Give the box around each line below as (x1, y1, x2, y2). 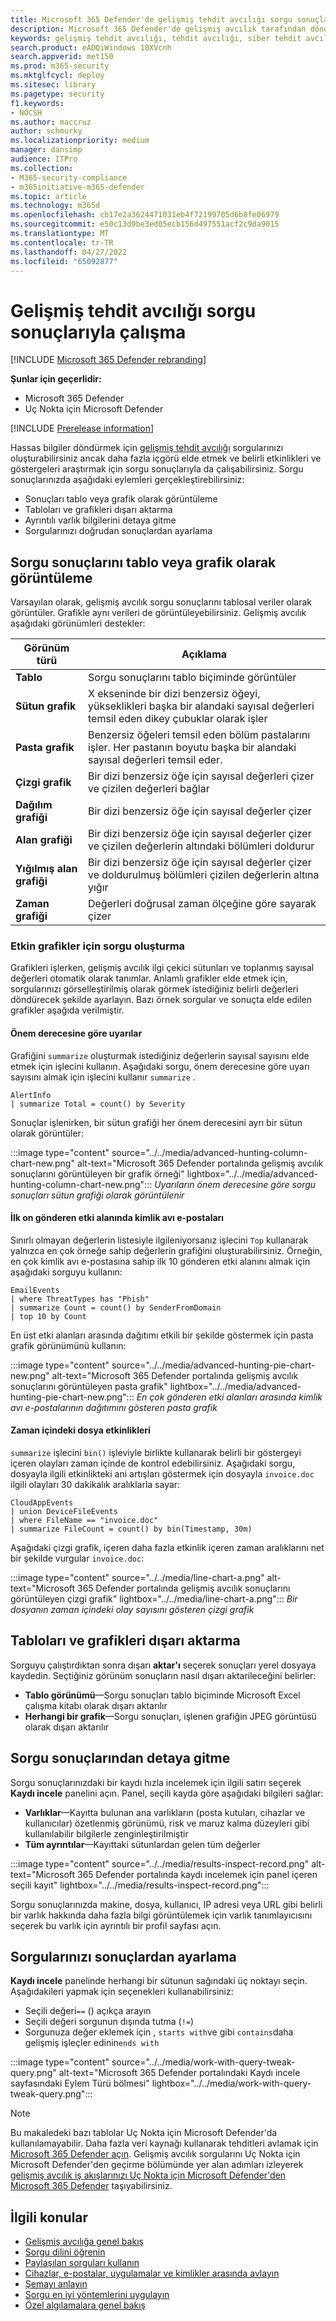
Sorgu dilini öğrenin (24, 2246, 106, 2258)
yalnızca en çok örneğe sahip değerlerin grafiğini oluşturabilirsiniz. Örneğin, (10, 1244, 323, 1256)
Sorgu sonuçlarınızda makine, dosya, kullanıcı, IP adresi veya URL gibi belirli (10, 1898, 323, 1910)
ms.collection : (10, 163, 74, 173)
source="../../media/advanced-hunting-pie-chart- (111, 1359, 316, 1371)
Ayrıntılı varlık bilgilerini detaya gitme (24, 514, 177, 526)
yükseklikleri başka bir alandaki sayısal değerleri (87, 699, 315, 713)
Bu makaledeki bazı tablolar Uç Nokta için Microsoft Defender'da (10, 2127, 278, 2139)
